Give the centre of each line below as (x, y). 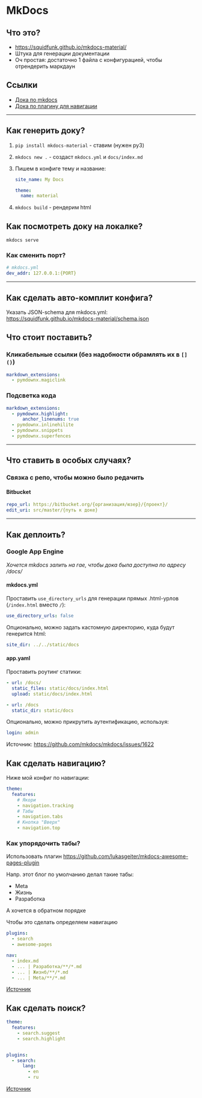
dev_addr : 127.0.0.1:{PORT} (41, 273)
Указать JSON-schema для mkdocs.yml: (57, 312)
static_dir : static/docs (43, 711)
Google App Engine (35, 552)
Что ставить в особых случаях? (69, 461)
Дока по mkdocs (36, 99)
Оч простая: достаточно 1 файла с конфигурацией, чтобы (88, 60)
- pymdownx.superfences (41, 436)
